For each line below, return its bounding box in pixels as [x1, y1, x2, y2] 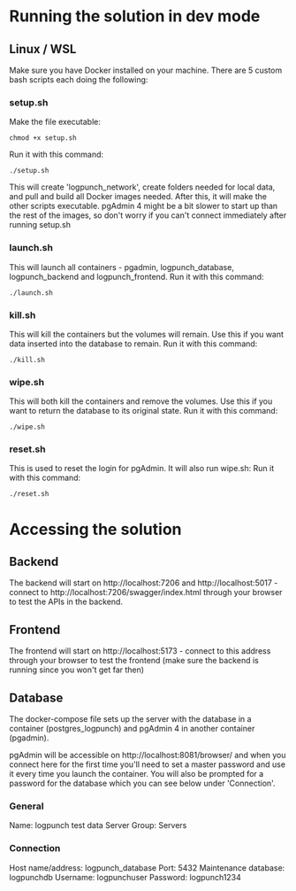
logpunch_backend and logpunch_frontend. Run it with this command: [9, 271, 264, 282]
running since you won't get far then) [9, 664, 144, 675]
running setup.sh [9, 220, 71, 230]
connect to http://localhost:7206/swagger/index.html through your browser [9, 587, 283, 598]
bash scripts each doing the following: [9, 74, 148, 85]
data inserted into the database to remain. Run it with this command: [9, 338, 258, 349]
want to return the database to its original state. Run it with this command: [9, 406, 278, 416]
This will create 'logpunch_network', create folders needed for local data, [9, 182, 276, 192]
